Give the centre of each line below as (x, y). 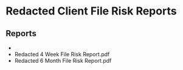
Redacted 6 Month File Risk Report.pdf (63, 61)
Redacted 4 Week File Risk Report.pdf (62, 54)
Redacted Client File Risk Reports (91, 11)
